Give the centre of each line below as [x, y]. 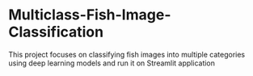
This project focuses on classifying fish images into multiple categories [126, 54]
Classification [56, 32]
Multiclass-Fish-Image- [90, 15]
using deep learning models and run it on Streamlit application [112, 63]
